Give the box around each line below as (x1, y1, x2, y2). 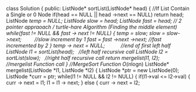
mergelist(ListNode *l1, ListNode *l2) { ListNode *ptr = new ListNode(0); (6, 67, 180, 73)
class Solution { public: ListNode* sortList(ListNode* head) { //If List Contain (6, 5, 190, 12)
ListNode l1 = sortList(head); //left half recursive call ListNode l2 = (6, 48, 169, 55)
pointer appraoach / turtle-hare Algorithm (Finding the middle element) (6, 23, 177, 30)
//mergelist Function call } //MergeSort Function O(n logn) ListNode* (6, 61, 170, 68)
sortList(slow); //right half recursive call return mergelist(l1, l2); (6, 55, 160, 61)
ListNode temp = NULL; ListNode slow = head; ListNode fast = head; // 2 (6, 17, 182, 24)
